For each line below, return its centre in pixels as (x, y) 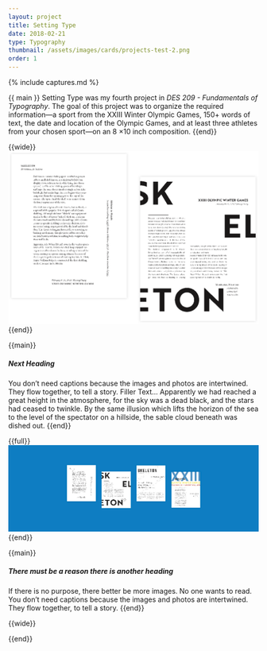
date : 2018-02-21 (37, 33)
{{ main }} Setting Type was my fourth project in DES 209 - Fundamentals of (133, 98)
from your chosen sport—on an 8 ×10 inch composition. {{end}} (112, 132)
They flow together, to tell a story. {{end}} (76, 608)
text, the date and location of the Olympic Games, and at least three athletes (133, 123)
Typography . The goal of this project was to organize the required (116, 106)
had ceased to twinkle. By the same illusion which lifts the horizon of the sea (133, 409)
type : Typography (37, 42)
